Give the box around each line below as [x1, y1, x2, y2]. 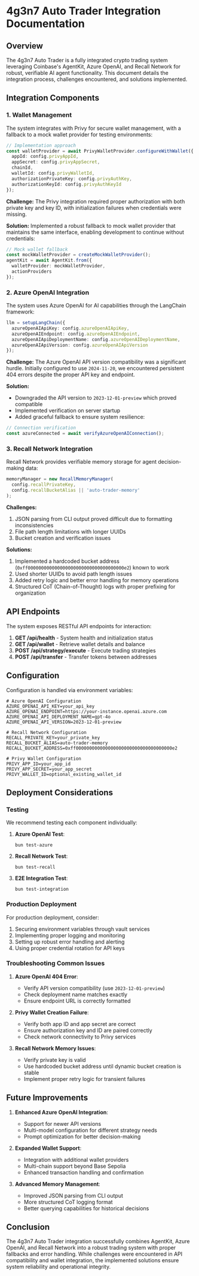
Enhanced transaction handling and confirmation [23, 1168, 144, 1176]
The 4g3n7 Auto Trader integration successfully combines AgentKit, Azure [6, 1238, 190, 1245]
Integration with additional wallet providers [23, 1156, 129, 1163]
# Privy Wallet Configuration [6, 756, 82, 762]
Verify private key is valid [23, 1056, 86, 1063]
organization [14, 589, 46, 596]
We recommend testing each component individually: [6, 819, 137, 826]
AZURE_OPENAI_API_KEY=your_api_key [6, 703, 95, 709]
